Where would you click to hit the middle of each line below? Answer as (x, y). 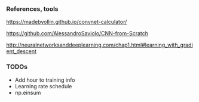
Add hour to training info (45, 80)
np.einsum (28, 92)
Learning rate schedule (43, 86)
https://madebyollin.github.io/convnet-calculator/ (67, 22)
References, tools (32, 9)
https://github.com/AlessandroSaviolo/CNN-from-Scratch (77, 33)
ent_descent (22, 51)
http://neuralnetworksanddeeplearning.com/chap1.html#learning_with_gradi (99, 45)
